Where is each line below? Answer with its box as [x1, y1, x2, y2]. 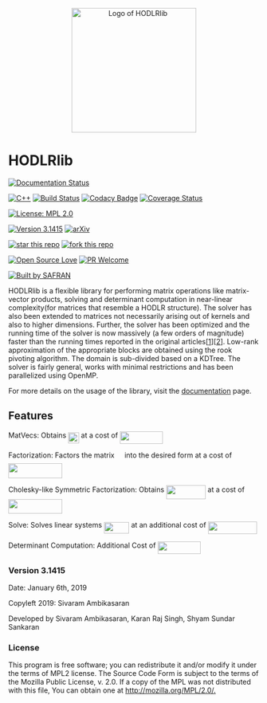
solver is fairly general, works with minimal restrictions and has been [8, 362, 234, 371]
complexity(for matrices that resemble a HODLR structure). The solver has [8, 303, 253, 312]
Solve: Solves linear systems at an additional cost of [8, 520, 206, 530]
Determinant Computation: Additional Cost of [8, 540, 156, 550]
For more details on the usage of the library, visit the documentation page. [8, 386, 252, 395]
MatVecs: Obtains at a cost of [8, 430, 118, 440]
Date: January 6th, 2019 [8, 583, 88, 593]
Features [8, 409, 53, 422]
